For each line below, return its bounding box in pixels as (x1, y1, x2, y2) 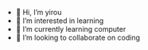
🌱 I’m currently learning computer (15, 25, 127, 33)
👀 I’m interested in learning (15, 16, 104, 25)
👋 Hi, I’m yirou (15, 8, 62, 17)
